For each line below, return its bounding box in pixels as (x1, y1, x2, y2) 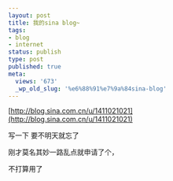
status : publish (8, 48, 61, 56)
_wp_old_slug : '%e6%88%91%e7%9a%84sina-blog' (15, 84, 167, 93)
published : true (8, 63, 61, 71)
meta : (8, 70, 26, 78)
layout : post (8, 11, 51, 20)
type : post (8, 56, 44, 64)
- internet (8, 41, 44, 49)
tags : (8, 26, 26, 34)
